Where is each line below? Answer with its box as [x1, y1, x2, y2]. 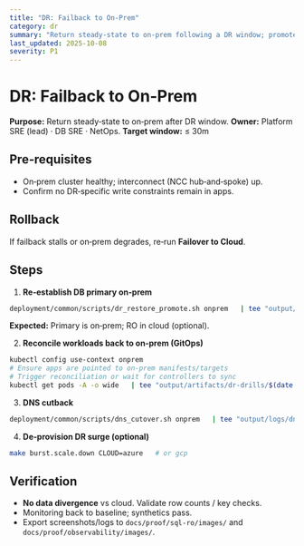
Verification [9, 473, 78, 490]
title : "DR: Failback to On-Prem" [9, 13, 140, 23]
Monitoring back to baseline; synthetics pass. [22, 507, 193, 518]
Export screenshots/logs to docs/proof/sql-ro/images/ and [22, 517, 243, 528]
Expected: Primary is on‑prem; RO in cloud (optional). [9, 320, 210, 331]
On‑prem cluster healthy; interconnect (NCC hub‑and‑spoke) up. [22, 176, 263, 187]
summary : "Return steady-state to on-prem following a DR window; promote [9, 30, 298, 39]
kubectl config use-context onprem [9, 356, 144, 365]
